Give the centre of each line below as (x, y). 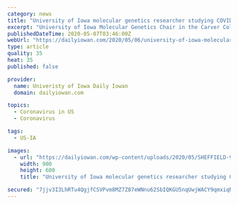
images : (19, 151)
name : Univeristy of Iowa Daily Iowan (71, 86)
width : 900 (36, 164)
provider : (22, 79)
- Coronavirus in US (44, 112)
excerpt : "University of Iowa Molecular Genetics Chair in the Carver (114, 27)
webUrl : (19, 40)
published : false (33, 67)
